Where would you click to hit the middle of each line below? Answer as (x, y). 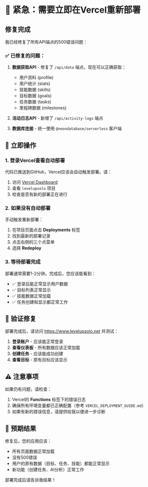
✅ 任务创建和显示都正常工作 (40, 302)
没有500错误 (24, 457)
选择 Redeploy (27, 248)
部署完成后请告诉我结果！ (30, 480)
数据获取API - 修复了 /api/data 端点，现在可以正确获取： (69, 67)
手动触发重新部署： (24, 219)
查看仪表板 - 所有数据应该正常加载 (46, 348)
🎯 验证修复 (21, 319)
